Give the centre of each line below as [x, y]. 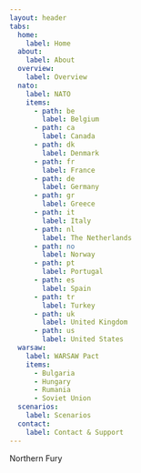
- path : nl [54, 229]
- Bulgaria [54, 373]
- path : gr [54, 196]
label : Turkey [69, 306]
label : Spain [67, 288]
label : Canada [69, 136]
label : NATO [48, 94]
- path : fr [54, 161]
